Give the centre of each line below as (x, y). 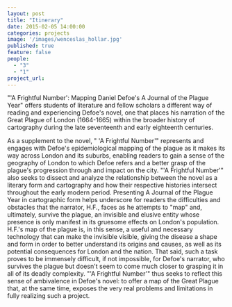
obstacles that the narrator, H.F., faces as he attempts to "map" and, (105, 207)
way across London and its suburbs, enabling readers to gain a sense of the (116, 156)
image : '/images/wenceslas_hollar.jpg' (65, 40)
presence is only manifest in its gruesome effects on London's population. (113, 222)
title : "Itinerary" (35, 20)
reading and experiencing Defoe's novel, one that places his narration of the (116, 113)
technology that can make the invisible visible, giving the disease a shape (112, 237)
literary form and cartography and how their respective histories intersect (112, 185)
